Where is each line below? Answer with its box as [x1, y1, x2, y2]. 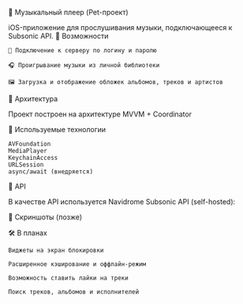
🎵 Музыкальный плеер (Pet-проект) [8, 8, 129, 17]
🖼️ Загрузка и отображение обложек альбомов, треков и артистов [8, 78, 223, 86]
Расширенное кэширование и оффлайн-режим [8, 260, 147, 268]
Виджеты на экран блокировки [8, 246, 104, 254]
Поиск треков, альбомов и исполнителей [8, 288, 140, 296]
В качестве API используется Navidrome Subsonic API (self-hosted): [8, 197, 236, 206]
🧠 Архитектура [8, 94, 58, 103]
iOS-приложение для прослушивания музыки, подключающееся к [8, 23, 233, 32]
